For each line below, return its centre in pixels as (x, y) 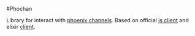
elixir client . (21, 27)
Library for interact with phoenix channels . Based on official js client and (97, 20)
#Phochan (19, 9)
